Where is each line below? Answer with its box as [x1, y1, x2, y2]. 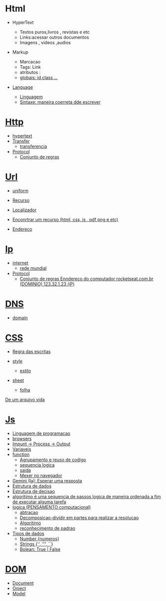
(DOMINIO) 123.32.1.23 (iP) [19, 281, 75, 287]
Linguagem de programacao [12, 430, 70, 436]
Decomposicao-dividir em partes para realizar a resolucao [19, 514, 139, 521]
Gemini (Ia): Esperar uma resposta [12, 478, 83, 483]
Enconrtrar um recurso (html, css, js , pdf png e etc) [12, 216, 118, 222]
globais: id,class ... [19, 74, 58, 80]
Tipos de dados [12, 530, 45, 536]
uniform [12, 187, 29, 193]
